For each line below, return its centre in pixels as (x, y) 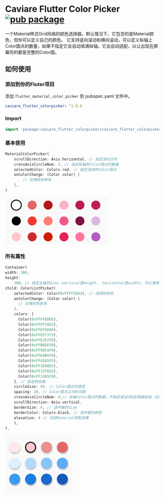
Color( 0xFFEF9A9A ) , (38, 330)
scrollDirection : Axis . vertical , (48, 402)
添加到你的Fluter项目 (30, 85)
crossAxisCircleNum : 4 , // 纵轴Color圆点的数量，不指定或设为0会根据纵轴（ (85, 397)
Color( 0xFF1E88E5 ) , (38, 366)
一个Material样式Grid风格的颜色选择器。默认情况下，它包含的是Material (77, 33)
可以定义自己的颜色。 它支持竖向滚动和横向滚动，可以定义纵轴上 (87, 40)
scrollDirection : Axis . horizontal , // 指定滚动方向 (66, 159)
